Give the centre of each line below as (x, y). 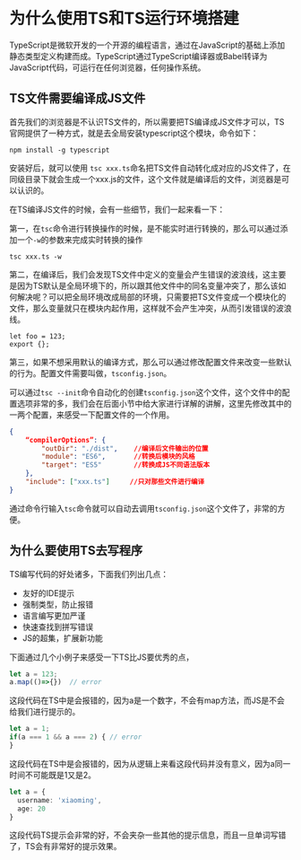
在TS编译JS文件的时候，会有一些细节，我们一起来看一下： (117, 209)
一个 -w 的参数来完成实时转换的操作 (80, 240)
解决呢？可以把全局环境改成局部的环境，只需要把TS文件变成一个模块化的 (151, 296)
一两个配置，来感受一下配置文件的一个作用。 (92, 415)
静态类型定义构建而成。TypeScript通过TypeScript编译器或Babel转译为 (138, 56)
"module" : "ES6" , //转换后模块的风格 (118, 457)
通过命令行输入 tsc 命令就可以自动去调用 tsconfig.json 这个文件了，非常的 (143, 508)
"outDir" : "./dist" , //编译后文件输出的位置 (125, 448)
